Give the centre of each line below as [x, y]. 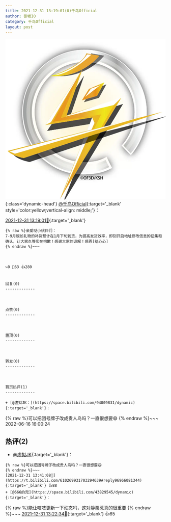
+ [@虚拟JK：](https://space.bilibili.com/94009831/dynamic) [70, 403]
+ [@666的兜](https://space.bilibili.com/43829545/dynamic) [69, 492]
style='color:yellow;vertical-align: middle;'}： [53, 210]
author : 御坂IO [21, 16]
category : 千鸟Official [30, 21]
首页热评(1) [17, 387]
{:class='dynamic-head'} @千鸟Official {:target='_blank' [63, 204]
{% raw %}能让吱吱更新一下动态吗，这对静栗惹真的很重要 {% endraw [78, 508]
